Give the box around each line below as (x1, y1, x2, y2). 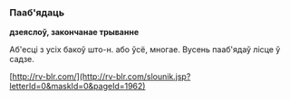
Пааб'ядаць (9, 6, 65, 19)
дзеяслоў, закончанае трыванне (9, 27, 139, 38)
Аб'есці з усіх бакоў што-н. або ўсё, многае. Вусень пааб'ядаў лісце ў (9, 44, 281, 55)
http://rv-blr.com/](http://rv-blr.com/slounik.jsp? (12, 71, 191, 82)
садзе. (9, 54, 34, 65)
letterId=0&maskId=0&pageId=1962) (9, 81, 146, 92)
